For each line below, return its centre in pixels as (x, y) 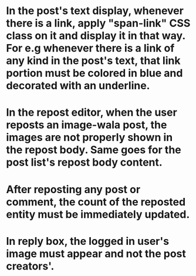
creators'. (30, 266)
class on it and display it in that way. (96, 36)
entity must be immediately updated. (98, 214)
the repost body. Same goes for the (94, 150)
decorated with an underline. (78, 86)
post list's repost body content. (84, 162)
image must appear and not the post (96, 253)
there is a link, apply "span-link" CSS (98, 23)
